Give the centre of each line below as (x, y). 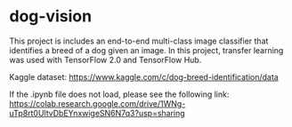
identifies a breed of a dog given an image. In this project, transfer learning (146, 50)
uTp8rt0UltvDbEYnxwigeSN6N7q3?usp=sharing (97, 113)
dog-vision (50, 16)
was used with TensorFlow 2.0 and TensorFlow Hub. (105, 60)
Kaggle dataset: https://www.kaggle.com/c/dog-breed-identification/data (144, 76)
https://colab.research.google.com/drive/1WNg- (97, 103)
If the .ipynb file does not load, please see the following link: (119, 94)
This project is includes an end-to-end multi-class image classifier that (139, 41)
